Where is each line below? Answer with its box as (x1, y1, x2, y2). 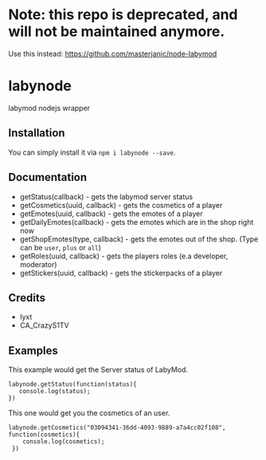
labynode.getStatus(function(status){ (8, 380, 137, 388)
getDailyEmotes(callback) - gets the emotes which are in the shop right (19, 217, 254, 226)
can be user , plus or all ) (19, 242, 102, 252)
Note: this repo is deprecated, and (8, 6, 238, 24)
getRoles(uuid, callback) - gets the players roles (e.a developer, (19, 251, 229, 261)
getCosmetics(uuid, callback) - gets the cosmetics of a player (19, 200, 223, 210)
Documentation (8, 171, 88, 184)
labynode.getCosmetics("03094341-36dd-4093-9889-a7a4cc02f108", (8, 424, 226, 432)
